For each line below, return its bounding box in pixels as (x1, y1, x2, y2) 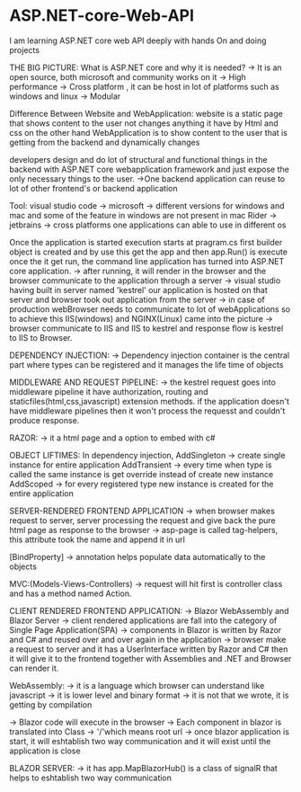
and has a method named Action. (9, 588, 132, 599)
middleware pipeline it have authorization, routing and (9, 386, 208, 396)
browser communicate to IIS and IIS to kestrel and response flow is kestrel (9, 323, 284, 334)
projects (9, 44, 40, 55)
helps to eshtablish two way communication (9, 772, 173, 783)
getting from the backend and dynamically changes (9, 137, 200, 147)
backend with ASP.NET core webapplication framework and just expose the (9, 164, 289, 174)
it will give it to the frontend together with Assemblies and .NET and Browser (9, 653, 292, 663)
